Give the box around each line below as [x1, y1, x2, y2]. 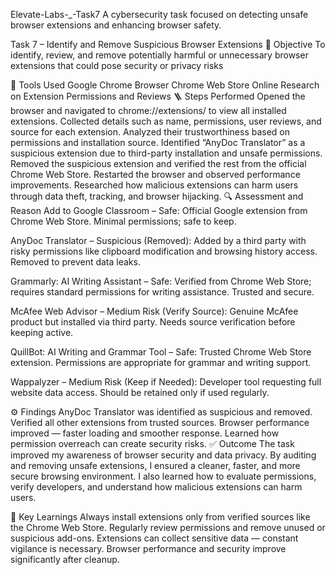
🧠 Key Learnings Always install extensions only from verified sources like [10, 511, 311, 523]
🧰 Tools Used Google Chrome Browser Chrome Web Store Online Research [10, 79, 320, 91]
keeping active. [10, 327, 74, 338]
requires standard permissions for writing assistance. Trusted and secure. [10, 286, 315, 298]
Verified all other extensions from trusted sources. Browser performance [10, 417, 310, 428]
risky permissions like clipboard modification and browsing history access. [10, 245, 318, 257]
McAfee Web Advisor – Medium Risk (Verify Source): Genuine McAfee [10, 305, 299, 317]
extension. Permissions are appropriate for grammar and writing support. [10, 357, 312, 368]
